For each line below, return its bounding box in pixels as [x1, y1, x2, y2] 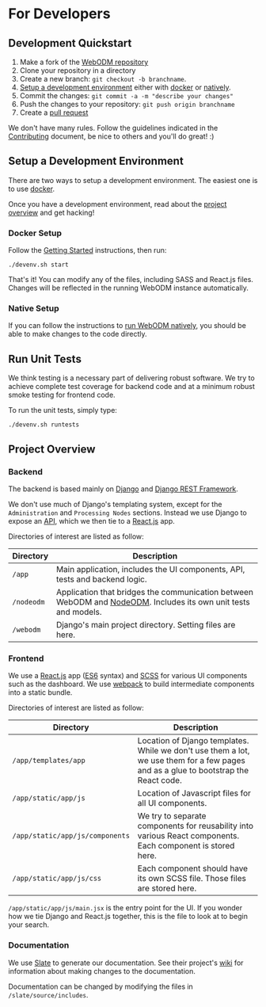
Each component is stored [137, 841, 235, 852]
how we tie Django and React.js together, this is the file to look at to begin [8, 912, 248, 921]
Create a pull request [19, 108, 89, 117]
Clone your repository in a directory [19, 66, 136, 75]
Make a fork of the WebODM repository [19, 57, 149, 67]
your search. [8, 920, 50, 929]
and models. [55, 606, 102, 617]
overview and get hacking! [8, 208, 95, 217]
